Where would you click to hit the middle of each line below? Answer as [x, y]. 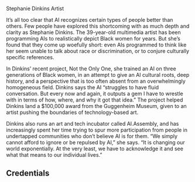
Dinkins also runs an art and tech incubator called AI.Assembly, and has [93, 124]
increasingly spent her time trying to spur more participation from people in [97, 130]
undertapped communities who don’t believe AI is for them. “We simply [92, 136]
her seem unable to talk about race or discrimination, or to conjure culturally [97, 51]
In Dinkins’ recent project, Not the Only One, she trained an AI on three [91, 69]
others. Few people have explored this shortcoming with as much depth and [98, 26]
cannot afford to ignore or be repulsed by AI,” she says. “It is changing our [96, 142]
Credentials [28, 173]
